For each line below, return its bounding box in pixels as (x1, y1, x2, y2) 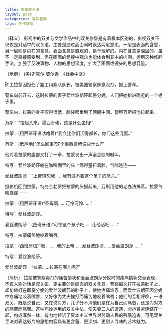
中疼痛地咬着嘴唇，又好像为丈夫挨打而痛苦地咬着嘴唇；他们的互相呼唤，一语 (5, 293, 163, 300)
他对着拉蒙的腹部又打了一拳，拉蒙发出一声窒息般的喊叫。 (5, 152, 123, 158)
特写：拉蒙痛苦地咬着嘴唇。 (5, 232, 62, 238)
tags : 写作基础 (5, 21, 34, 26)
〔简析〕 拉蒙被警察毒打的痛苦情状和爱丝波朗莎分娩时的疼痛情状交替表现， (5, 275, 160, 281)
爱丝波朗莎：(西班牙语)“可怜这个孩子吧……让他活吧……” (5, 222, 119, 228)
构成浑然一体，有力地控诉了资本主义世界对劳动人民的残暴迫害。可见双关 (13, 312, 163, 318)
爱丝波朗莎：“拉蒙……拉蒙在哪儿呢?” (5, 264, 80, 270)
